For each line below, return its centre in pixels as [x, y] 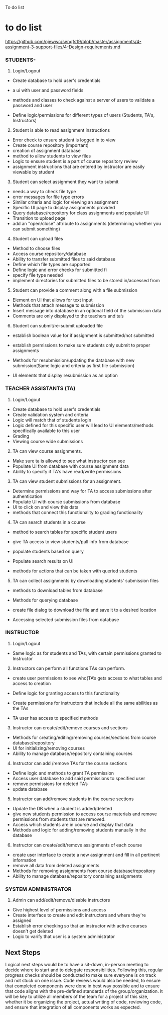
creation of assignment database [47, 151]
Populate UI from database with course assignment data [70, 466]
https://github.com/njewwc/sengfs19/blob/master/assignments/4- [73, 41]
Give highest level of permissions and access [59, 910]
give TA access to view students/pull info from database [70, 541]
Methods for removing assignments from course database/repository [84, 871]
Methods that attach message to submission [58, 305]
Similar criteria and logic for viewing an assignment [65, 202]
